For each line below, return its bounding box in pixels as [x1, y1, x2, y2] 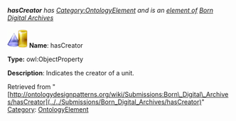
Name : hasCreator [28, 41, 83, 49]
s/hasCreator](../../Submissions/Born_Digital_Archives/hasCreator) [7, 98, 202, 106]
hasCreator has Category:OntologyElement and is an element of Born [7, 6, 213, 14]
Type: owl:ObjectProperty [7, 55, 84, 63]
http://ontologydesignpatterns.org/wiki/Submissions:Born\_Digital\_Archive [9, 90, 229, 98]
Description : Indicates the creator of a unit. [7, 69, 135, 77]
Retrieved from [7, 83, 51, 91]
